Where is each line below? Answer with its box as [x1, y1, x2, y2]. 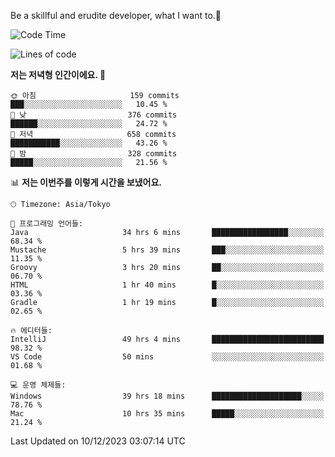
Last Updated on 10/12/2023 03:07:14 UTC [10, 435, 186, 447]
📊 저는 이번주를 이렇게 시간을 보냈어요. [10, 176, 163, 188]
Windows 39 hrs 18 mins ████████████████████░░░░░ [10, 391, 325, 401]
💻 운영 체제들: [10, 380, 67, 390]
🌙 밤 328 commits [10, 149, 178, 159]
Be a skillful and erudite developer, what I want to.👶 [10, 10, 222, 21]
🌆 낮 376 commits [10, 110, 178, 120]
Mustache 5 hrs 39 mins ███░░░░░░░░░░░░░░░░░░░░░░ [10, 245, 325, 255]
